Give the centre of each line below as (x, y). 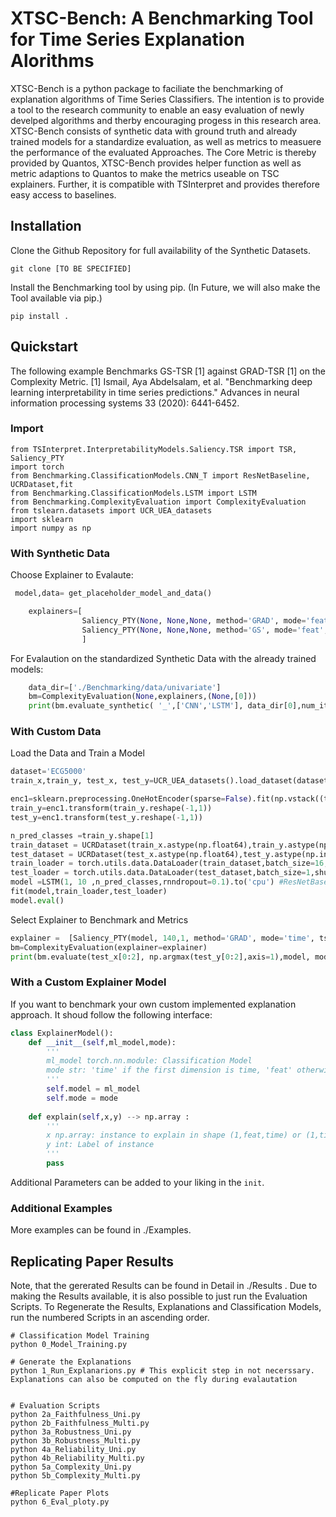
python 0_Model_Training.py (69, 1344)
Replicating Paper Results (92, 1261)
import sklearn (42, 519)
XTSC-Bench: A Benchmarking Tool (162, 18)
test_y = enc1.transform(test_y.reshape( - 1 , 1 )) (106, 817)
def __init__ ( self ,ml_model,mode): (102, 1042)
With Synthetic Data (60, 553)
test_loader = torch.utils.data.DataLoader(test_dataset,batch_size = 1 (160, 873)
